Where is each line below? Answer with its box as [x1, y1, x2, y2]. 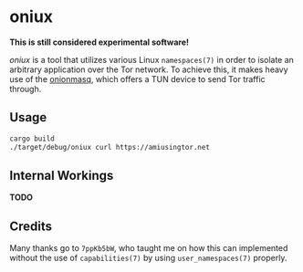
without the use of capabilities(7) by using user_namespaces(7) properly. [9, 253, 287, 264]
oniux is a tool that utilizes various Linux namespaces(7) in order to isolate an [9, 54, 295, 65]
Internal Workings [9, 167, 114, 183]
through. [9, 83, 42, 94]
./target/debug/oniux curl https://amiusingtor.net [9, 142, 210, 152]
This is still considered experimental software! [9, 37, 190, 47]
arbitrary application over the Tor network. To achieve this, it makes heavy [9, 64, 289, 75]
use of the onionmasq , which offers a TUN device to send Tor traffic [9, 73, 266, 84]
